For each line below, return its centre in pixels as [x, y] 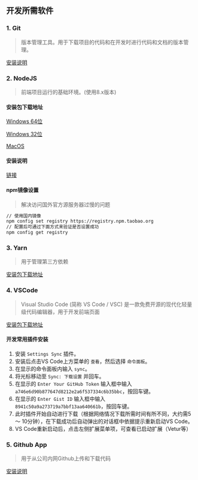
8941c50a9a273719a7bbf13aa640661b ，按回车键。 [74, 406]
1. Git [13, 28]
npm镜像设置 [22, 190]
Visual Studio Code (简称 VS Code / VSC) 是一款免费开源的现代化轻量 [106, 304]
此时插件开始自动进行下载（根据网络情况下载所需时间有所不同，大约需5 [103, 413]
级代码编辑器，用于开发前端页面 [60, 311]
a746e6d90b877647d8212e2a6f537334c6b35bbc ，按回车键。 [84, 391]
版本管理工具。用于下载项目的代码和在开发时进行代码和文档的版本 [102, 42]
